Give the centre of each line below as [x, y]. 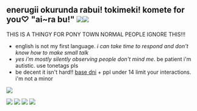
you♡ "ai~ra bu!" [41, 20]
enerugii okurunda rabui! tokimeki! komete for [95, 10]
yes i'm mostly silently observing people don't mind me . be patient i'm [103, 59]
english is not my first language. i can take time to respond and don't [102, 46]
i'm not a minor [34, 78]
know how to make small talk [52, 52]
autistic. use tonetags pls [47, 65]
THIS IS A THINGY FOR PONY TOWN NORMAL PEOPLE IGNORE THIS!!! [96, 34]
